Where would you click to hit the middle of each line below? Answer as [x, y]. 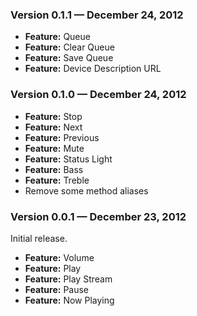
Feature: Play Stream [68, 279]
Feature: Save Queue [69, 58]
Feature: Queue [57, 37]
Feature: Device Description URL [93, 69]
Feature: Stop [53, 116]
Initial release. [39, 238]
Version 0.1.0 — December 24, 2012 [98, 95]
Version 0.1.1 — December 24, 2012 [97, 15]
